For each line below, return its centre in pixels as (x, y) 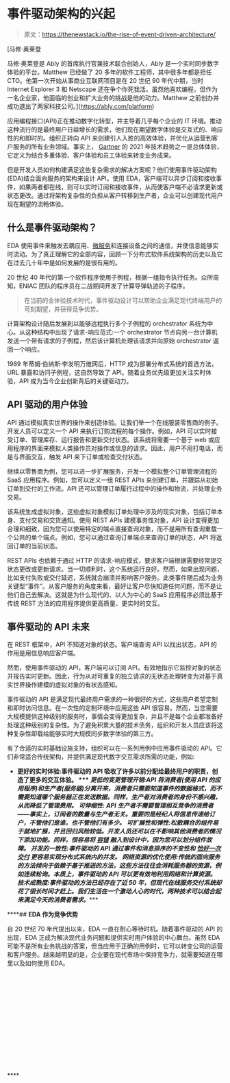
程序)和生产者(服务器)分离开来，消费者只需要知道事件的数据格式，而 (119, 788)
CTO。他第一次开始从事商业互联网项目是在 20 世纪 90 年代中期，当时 (105, 80)
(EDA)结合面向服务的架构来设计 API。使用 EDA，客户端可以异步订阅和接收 (112, 178)
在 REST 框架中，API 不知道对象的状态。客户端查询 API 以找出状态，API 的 (112, 644)
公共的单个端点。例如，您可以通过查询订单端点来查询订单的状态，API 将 (115, 537)
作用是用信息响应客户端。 (43, 653)
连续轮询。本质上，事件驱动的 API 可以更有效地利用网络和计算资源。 (119, 874)
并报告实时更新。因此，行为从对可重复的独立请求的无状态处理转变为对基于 (112, 677)
